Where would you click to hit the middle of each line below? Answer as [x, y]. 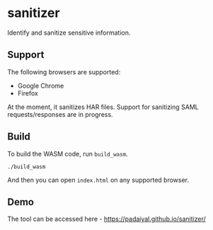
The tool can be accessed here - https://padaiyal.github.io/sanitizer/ [107, 219]
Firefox [28, 93]
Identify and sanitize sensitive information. [69, 33]
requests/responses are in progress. [60, 114]
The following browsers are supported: [64, 71]
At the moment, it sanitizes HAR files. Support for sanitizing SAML [103, 107]
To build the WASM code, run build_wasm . [68, 154]
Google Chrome [41, 86]
